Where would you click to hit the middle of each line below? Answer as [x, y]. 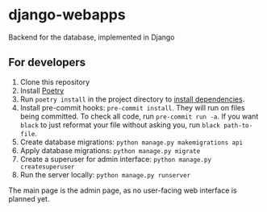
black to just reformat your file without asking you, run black [120, 125]
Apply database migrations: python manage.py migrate [110, 150]
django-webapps [67, 15]
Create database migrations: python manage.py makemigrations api [131, 142]
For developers [47, 62]
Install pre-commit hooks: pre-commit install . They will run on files [132, 107]
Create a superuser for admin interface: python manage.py [116, 159]
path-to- [238, 125]
